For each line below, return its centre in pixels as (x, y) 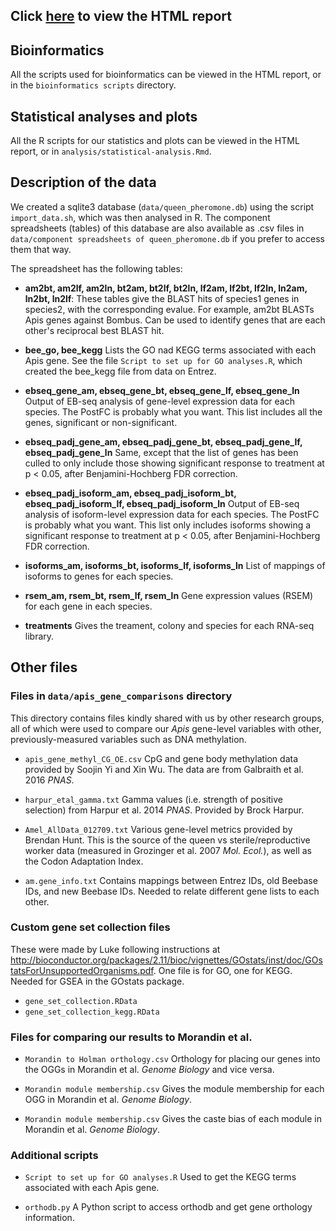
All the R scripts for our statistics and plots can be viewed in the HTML (155, 141)
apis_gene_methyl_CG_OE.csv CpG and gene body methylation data (161, 758)
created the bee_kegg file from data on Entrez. (120, 371)
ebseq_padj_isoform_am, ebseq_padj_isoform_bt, (130, 493)
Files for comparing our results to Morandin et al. (131, 1037)
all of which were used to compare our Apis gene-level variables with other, (166, 728)
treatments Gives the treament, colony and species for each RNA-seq (169, 625)
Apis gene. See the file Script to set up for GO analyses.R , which (163, 360)
